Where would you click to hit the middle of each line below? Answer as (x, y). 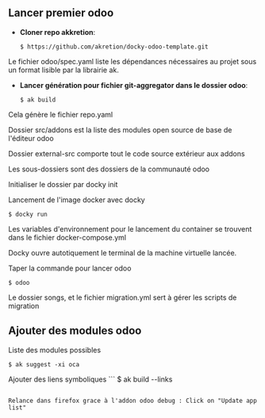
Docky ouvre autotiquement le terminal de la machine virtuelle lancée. (123, 252)
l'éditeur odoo (31, 138)
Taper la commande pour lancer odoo (70, 268)
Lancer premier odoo (61, 13)
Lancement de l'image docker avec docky (77, 199)
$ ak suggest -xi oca (44, 364)
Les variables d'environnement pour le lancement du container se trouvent (130, 228)
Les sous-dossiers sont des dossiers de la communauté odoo (109, 169)
